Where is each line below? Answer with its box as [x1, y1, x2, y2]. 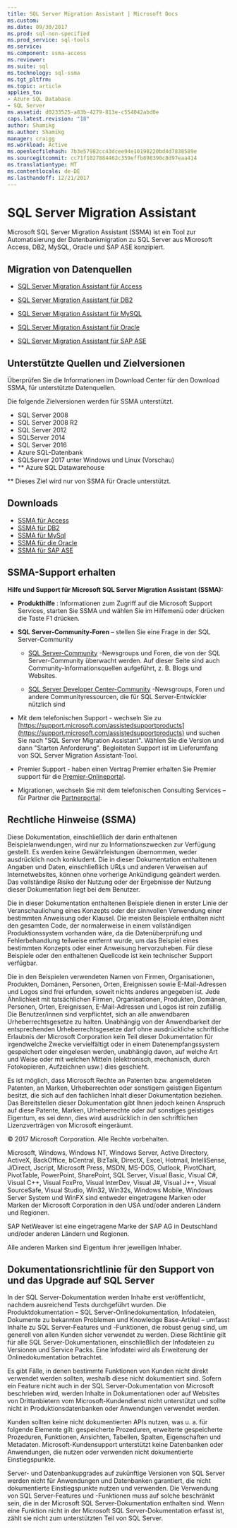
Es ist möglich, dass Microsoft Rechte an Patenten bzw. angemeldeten [7, 1076, 212, 1084]
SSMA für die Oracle [17, 538, 78, 547]
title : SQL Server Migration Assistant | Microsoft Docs [7, 10, 178, 18]
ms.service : [7, 43, 42, 50]
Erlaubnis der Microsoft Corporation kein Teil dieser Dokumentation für [7, 1032, 214, 1041]
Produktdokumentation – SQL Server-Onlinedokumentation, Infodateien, [7, 1308, 217, 1316]
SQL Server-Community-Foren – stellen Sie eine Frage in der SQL [17, 627, 211, 636]
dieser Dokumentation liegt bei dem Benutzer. [7, 885, 140, 893]
